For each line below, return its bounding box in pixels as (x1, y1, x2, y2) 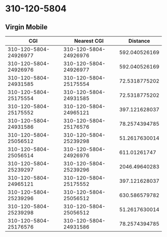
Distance (128, 38, 151, 44)
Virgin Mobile (5, 23, 48, 31)
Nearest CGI (74, 38, 104, 44)
